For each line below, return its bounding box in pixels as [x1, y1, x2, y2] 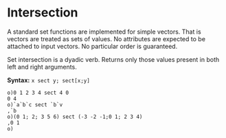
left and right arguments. [7, 62, 77, 71]
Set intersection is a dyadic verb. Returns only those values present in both [7, 55, 220, 63]
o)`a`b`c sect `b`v [7, 101, 63, 108]
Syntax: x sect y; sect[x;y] [7, 76, 91, 84]
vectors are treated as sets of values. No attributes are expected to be [7, 34, 206, 43]
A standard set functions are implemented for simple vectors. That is [7, 27, 201, 36]
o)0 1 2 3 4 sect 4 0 [7, 89, 69, 96]
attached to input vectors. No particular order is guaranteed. [7, 42, 178, 50]
